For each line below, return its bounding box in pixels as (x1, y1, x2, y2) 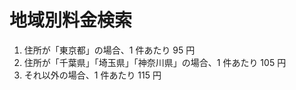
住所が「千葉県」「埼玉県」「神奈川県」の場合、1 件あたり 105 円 (23, 56, 287, 68)
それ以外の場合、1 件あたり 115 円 (23, 69, 162, 81)
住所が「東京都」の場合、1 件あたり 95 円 (23, 44, 196, 56)
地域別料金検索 (9, 9, 133, 32)
